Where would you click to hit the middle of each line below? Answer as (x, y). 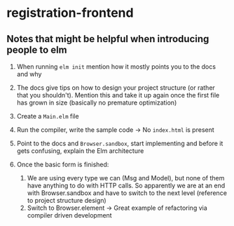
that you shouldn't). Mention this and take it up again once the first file (118, 95)
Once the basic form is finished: (63, 164)
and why (29, 74)
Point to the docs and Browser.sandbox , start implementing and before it (120, 143)
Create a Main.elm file (48, 116)
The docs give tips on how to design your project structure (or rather (116, 88)
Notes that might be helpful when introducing (108, 39)
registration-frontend (70, 13)
